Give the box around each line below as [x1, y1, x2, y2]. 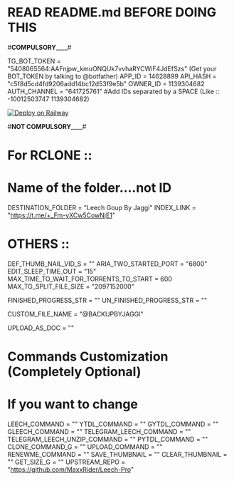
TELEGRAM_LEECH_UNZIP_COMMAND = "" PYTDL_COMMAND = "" [7, 435, 208, 444]
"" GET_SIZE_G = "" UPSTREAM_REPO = [7, 457, 126, 467]
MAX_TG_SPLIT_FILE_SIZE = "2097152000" [7, 282, 135, 291]
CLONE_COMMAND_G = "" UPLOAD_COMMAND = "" [7, 443, 163, 451]
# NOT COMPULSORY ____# [7, 122, 87, 130]
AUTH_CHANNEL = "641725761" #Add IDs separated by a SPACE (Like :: [7, 87, 220, 95]
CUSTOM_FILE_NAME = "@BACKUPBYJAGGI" [7, 310, 144, 318]
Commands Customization [7, 348, 169, 365]
